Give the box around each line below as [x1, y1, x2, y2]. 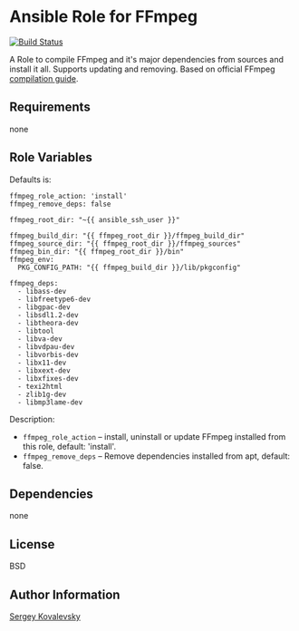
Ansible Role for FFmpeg [9, 6, 198, 27]
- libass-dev [17, 286, 67, 296]
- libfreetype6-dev [17, 295, 92, 304]
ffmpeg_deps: [9, 278, 59, 287]
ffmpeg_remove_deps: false [9, 199, 111, 209]
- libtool [17, 326, 54, 335]
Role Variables [9, 150, 92, 165]
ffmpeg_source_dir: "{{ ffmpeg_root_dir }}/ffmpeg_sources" [9, 238, 242, 248]
